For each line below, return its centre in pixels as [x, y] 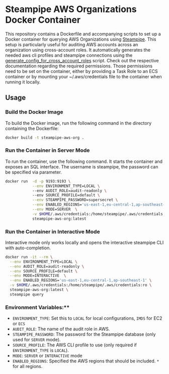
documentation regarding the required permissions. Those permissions [79, 66]
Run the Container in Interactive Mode [53, 231]
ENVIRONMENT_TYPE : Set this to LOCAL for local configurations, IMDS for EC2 [87, 318]
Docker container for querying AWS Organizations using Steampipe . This [81, 39]
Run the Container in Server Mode [48, 150]
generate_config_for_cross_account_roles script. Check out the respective [82, 60]
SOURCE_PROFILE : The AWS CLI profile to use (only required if [75, 345]
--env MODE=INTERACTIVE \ [38, 276]
